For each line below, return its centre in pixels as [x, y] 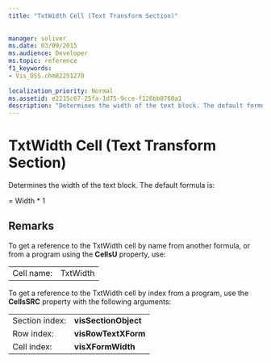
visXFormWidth [104, 346]
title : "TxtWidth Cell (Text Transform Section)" [94, 16]
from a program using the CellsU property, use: [87, 254]
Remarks [31, 226]
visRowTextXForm [110, 333]
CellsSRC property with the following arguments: [90, 301]
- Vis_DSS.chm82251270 [46, 76]
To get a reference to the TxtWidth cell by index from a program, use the [129, 293]
